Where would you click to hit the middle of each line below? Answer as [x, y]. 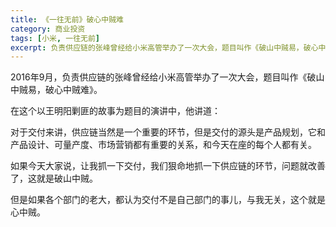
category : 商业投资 [48, 29]
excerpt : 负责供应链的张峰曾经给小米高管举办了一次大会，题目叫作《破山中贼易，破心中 [168, 47]
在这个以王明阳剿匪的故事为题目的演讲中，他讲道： [115, 111]
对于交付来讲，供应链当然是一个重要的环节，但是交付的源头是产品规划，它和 [168, 132]
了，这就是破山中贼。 [54, 178]
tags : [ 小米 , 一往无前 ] [55, 38]
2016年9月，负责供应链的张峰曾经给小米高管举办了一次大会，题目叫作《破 [163, 77]
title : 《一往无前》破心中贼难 [67, 19]
